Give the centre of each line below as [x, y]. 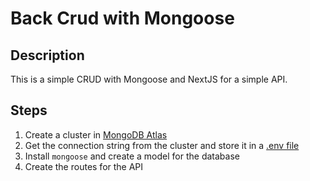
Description [47, 55]
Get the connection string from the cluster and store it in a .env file [162, 145]
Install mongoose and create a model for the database [132, 156]
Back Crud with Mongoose [122, 18]
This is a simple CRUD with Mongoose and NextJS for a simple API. [149, 79]
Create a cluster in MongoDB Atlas [96, 134]
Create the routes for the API [84, 166]
